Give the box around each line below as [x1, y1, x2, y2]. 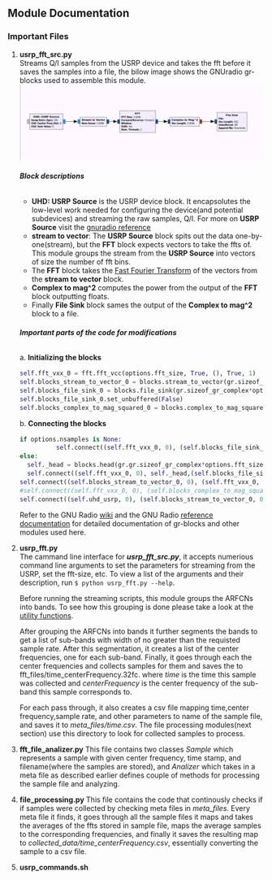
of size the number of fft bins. [31, 257, 132, 267]
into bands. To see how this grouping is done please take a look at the [19, 602, 254, 612]
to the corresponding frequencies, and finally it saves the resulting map [19, 829, 259, 839]
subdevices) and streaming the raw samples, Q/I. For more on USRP [31, 214, 260, 224]
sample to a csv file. [19, 846, 87, 856]
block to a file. [31, 309, 80, 319]
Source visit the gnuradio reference [31, 223, 151, 233]
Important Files [7, 31, 69, 42]
